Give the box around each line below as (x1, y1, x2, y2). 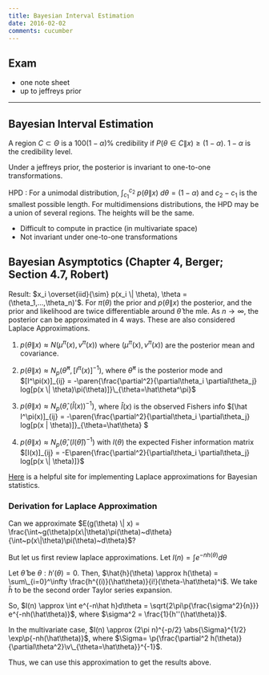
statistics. (8, 480, 40, 490)
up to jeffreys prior (19, 86, 82, 96)
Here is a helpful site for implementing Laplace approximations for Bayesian (8, 471, 258, 482)
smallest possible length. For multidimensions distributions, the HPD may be (8, 199, 259, 209)
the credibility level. (8, 147, 73, 157)
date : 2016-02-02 (8, 19, 66, 27)
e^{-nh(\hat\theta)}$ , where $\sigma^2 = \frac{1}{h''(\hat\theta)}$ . (8, 609, 227, 619)
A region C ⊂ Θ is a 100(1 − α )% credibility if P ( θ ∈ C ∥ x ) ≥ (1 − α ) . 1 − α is (8, 138, 251, 148)
